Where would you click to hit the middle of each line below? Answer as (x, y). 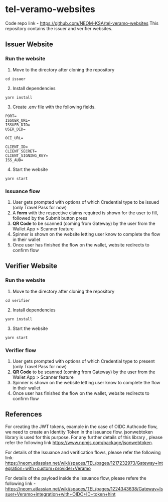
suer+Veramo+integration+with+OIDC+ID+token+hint (60, 494)
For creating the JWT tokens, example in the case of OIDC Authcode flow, (81, 427)
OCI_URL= (14, 138)
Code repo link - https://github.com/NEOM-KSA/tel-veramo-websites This (82, 23)
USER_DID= (16, 129)
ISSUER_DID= (18, 125)
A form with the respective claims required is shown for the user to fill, (85, 213)
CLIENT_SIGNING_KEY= (27, 155)
